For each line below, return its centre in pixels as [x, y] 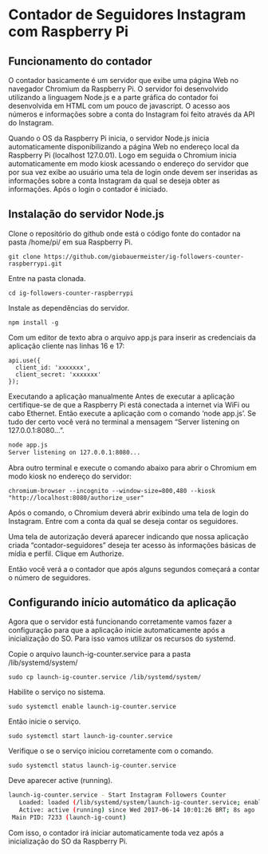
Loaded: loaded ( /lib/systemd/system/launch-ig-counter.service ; [130, 803]
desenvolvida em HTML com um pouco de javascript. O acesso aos [119, 106]
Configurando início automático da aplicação [122, 602]
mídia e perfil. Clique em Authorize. [66, 554]
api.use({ [25, 360]
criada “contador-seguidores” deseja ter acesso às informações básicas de [132, 545]
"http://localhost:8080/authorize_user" [77, 498]
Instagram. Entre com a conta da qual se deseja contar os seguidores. [123, 521]
